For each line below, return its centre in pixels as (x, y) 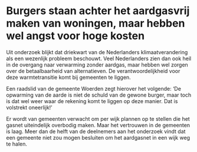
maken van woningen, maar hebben (96, 23)
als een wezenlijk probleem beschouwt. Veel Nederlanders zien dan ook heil (99, 58)
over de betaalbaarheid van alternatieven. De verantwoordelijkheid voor (93, 71)
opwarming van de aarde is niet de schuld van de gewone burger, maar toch (99, 95)
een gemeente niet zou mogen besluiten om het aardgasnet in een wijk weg (98, 137)
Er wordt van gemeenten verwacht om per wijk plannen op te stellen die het (98, 118)
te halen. (17, 144)
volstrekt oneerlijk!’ (29, 107)
